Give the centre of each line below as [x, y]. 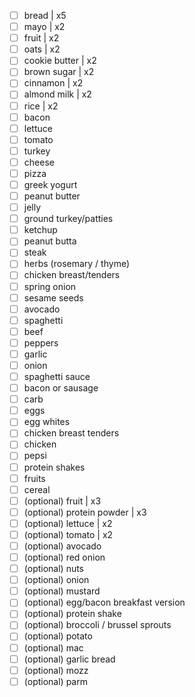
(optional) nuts [54, 569]
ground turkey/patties [68, 219]
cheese [39, 162]
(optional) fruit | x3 [62, 501]
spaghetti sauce [57, 376]
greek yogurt [50, 184]
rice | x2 [41, 106]
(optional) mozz [56, 670]
